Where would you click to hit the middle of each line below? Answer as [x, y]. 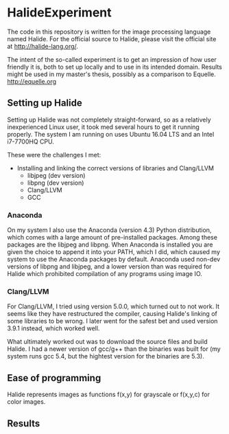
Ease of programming [54, 378]
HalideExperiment [59, 13]
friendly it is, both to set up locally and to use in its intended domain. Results [115, 67]
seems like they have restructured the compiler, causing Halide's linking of [112, 314]
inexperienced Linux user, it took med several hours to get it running [104, 127]
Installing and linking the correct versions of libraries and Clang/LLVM [116, 168]
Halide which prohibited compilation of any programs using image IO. [105, 274]
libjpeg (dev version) [56, 175]
